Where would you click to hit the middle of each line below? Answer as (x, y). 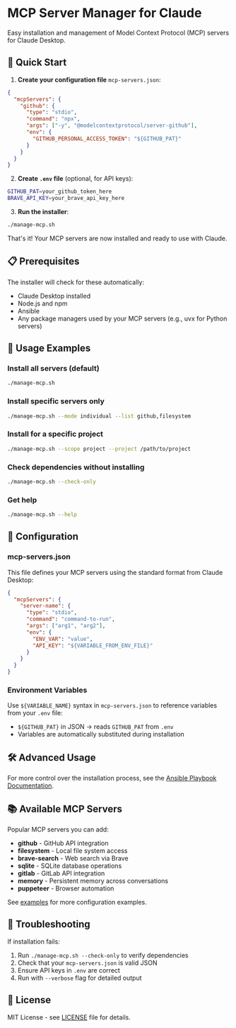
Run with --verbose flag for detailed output (80, 978)
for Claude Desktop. (36, 40)
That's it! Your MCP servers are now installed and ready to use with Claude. (117, 238)
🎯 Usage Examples (49, 348)
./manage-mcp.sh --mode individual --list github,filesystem (99, 416)
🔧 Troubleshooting (49, 924)
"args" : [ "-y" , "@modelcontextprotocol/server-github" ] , (112, 125)
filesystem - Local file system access (72, 850)
